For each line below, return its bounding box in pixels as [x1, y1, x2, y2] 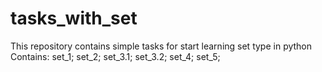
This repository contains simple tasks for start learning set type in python [10, 40, 313, 52]
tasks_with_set [10, 7, 138, 30]
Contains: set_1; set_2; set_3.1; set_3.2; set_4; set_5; [10, 50, 221, 62]
